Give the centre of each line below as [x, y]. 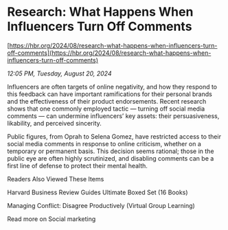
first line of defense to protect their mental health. [77, 165]
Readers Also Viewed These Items [56, 179]
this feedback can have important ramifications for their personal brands [110, 94]
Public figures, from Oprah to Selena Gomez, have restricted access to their [114, 136]
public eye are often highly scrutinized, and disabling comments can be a [111, 158]
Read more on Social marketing [52, 219]
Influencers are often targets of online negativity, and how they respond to [112, 87]
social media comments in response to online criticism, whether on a [104, 143]
